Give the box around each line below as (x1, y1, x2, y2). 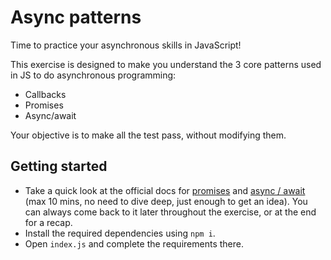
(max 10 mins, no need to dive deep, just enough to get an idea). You (24, 195, 308, 207)
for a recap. (24, 216, 73, 228)
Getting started (10, 158, 108, 175)
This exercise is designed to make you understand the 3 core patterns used (10, 58, 322, 70)
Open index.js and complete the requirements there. (24, 237, 244, 250)
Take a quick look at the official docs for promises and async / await (24, 184, 306, 196)
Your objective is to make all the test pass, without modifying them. (10, 129, 287, 141)
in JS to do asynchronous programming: (10, 69, 177, 81)
